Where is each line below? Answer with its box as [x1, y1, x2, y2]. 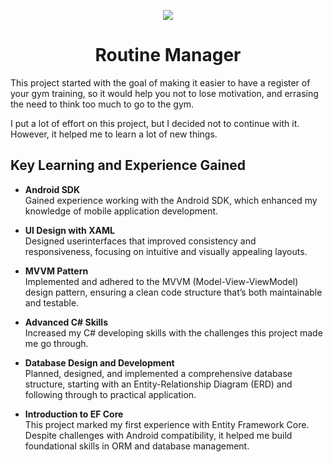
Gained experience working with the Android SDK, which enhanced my [24, 194, 318, 206]
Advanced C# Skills [24, 316, 108, 328]
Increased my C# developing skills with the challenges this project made [24, 326, 323, 339]
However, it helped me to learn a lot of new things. [10, 128, 218, 140]
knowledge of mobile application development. [24, 205, 219, 217]
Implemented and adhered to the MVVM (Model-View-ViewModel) [24, 275, 299, 287]
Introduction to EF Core [24, 408, 124, 420]
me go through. [24, 337, 89, 349]
